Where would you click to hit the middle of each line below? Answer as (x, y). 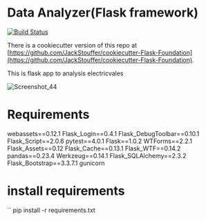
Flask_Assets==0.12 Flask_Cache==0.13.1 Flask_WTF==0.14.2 (94, 148)
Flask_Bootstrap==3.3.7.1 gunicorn (56, 163)
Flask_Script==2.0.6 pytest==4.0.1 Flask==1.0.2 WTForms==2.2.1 (100, 141)
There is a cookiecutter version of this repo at (72, 45)
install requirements (66, 191)
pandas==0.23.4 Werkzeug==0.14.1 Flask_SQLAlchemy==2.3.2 (97, 155)
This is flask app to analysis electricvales (65, 73)
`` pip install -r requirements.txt (51, 210)
